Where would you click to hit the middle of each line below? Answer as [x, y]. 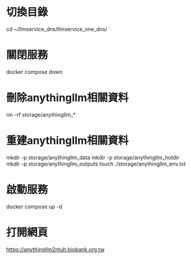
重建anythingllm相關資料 [67, 141]
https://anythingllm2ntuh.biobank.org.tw [55, 249]
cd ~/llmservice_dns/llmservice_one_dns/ [57, 29]
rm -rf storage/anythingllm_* [41, 114]
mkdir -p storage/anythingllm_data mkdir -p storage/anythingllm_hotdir [93, 157]
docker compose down [34, 71]
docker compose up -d [34, 207]
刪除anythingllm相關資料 [67, 98]
